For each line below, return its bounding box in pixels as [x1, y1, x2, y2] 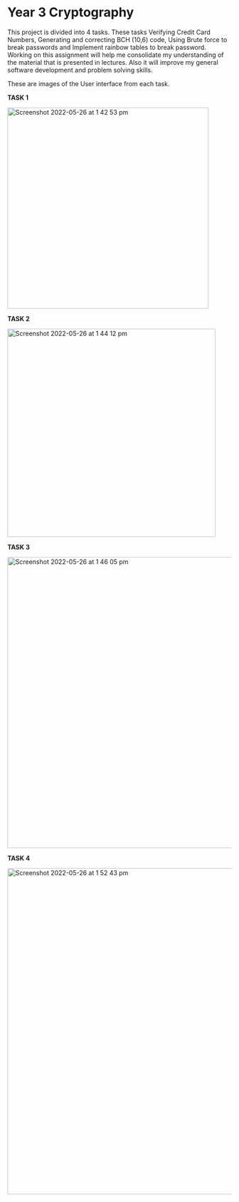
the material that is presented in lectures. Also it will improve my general [7, 58, 218, 66]
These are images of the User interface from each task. [7, 79, 170, 88]
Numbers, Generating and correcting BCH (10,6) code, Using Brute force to [7, 35, 228, 43]
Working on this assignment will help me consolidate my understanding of [7, 51, 224, 59]
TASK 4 [7, 854, 31, 862]
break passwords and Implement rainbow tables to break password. [7, 43, 206, 51]
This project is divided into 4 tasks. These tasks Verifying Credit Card [7, 28, 211, 36]
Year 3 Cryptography [7, 4, 134, 21]
